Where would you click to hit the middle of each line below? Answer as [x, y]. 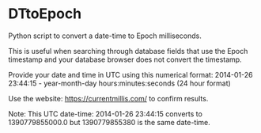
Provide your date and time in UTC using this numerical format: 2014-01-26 [130, 74]
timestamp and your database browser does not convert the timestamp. [125, 59]
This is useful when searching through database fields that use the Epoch [128, 51]
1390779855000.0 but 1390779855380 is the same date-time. [110, 122]
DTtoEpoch [45, 14]
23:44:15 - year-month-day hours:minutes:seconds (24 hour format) [119, 83]
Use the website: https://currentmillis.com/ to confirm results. [108, 98]
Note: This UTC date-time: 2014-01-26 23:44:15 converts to [106, 114]
